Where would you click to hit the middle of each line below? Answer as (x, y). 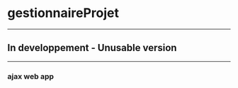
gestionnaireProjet (63, 13)
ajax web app (31, 76)
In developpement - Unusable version (92, 48)
